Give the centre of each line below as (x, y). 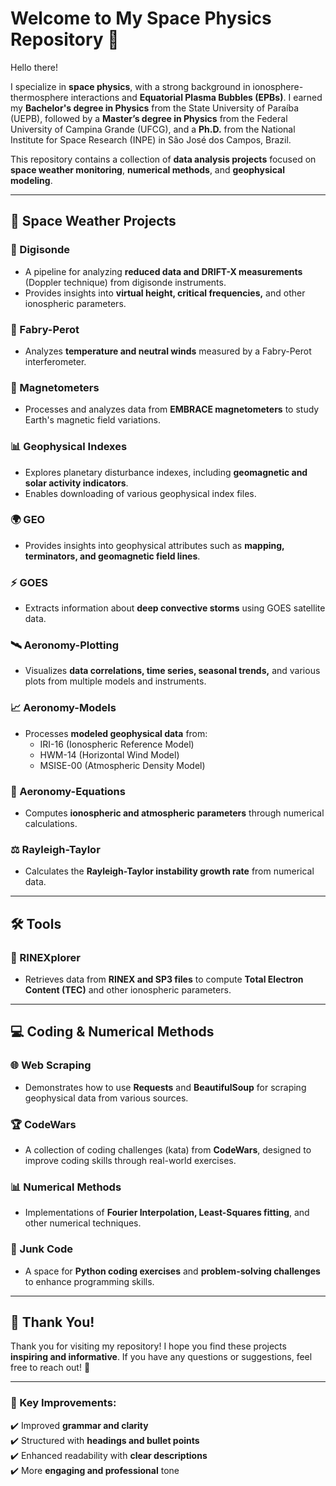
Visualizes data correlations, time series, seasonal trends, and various (172, 671)
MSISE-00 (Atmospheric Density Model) (122, 765)
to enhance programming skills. (89, 1281)
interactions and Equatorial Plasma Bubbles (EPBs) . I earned (196, 97)
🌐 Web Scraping (51, 1065)
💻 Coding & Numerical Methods (112, 1032)
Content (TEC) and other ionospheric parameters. (128, 989)
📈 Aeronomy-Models (63, 708)
